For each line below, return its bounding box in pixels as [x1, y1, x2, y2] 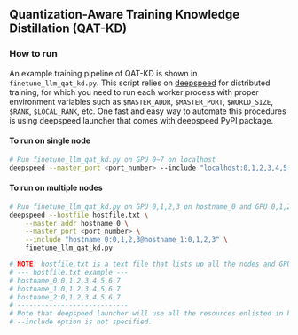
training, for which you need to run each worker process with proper [9, 86, 259, 97]
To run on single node [9, 135, 91, 146]
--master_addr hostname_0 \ [25, 219, 129, 227]
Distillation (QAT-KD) [9, 21, 127, 36]
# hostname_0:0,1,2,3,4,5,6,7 [9, 275, 122, 285]
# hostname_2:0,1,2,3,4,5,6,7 [9, 292, 122, 301]
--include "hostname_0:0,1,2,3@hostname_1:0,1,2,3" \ [25, 235, 228, 244]
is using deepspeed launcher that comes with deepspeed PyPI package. [9, 115, 273, 125]
